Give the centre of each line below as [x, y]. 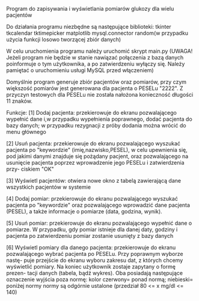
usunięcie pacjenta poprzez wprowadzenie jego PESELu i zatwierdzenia [95, 163]
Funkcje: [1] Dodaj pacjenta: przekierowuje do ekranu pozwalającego [92, 113]
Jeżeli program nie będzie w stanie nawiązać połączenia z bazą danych [95, 57]
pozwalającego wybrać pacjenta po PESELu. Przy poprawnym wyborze [95, 254]
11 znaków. [20, 101]
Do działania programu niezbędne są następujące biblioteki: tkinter [89, 27]
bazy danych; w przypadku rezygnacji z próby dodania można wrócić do [96, 125]
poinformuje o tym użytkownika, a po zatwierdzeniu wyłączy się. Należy [96, 64]
